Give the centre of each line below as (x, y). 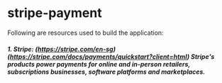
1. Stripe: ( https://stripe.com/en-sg (60, 49)
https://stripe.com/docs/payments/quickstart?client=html (99, 56)
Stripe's (202, 56)
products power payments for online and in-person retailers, (99, 64)
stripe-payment (55, 13)
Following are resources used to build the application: (86, 33)
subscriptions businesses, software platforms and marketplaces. (106, 72)
